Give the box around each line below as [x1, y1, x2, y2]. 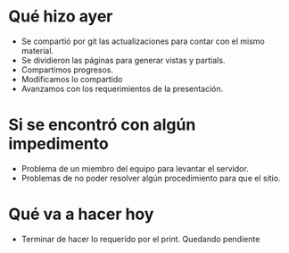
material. [21, 45, 54, 55]
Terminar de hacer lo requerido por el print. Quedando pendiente [21, 233, 260, 244]
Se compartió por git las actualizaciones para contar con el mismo [21, 36, 265, 46]
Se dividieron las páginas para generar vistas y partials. [21, 55, 226, 65]
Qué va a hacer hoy [8, 204, 154, 224]
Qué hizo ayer [8, 6, 113, 27]
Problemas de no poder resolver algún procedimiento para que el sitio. [21, 173, 281, 183]
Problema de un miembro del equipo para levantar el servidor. [21, 163, 249, 173]
